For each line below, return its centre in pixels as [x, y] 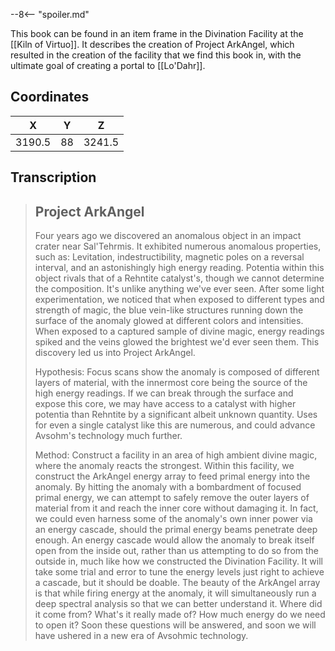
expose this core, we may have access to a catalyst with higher [165, 404]
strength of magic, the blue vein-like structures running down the [169, 310]
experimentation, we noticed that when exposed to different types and [179, 300]
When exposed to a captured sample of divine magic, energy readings [179, 331]
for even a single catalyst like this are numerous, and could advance [175, 425]
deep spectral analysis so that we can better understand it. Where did [178, 604]
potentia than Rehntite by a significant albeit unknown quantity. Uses [176, 415]
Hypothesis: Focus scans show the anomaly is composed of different [177, 372]
